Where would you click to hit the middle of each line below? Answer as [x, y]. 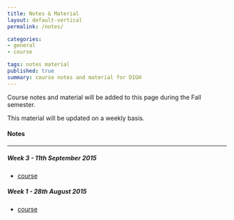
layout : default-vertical [45, 20]
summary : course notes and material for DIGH [74, 77]
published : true [31, 71]
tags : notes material [39, 65]
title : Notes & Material [43, 14]
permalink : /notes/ [36, 26]
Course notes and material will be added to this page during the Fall [104, 97]
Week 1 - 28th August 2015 [47, 192]
